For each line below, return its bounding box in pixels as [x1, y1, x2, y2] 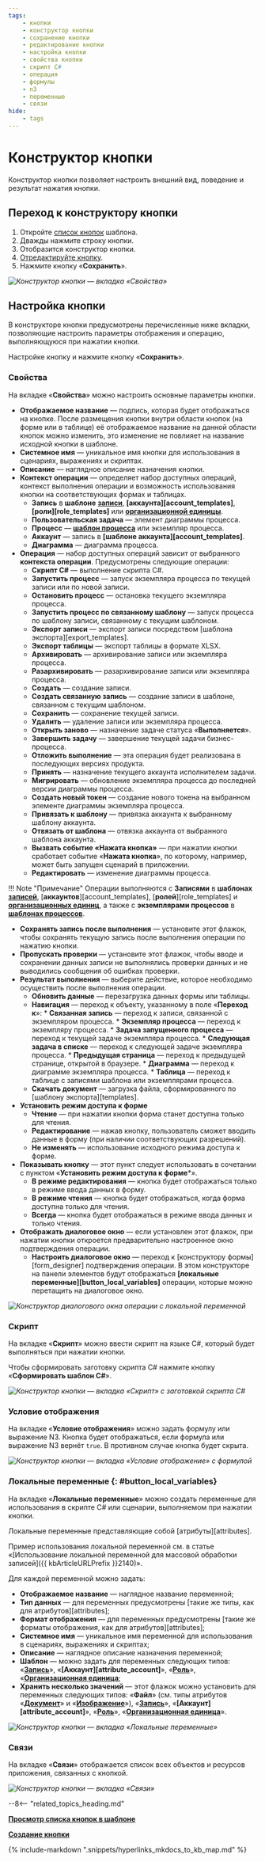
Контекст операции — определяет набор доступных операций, [19, 473, 237, 482]
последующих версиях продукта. [31, 758, 145, 768]
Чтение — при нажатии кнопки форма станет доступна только [31, 1109, 244, 1119]
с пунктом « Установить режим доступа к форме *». [19, 1168, 198, 1177]
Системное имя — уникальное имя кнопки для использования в [19, 447, 240, 457]
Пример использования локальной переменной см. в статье [8, 1541, 215, 1551]
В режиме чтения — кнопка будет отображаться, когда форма [31, 1193, 245, 1203]
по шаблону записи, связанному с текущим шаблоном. [31, 615, 219, 625]
